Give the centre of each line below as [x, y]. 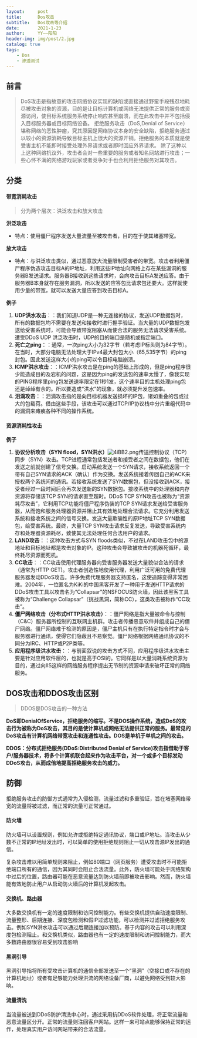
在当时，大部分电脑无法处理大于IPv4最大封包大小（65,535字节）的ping [100, 352]
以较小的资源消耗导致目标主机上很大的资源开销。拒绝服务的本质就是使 [105, 138]
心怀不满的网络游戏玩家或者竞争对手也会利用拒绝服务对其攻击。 [103, 160]
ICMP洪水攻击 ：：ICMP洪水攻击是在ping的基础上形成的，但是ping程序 [100, 367]
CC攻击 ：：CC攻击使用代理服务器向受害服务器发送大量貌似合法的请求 [99, 563]
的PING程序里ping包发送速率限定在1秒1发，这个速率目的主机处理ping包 [100, 381]
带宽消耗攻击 [21, 197]
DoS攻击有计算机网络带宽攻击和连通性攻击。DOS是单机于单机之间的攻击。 [96, 736]
